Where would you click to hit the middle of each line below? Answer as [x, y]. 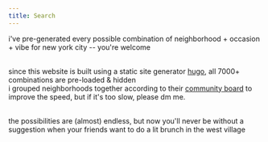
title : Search [32, 16]
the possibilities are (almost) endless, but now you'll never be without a [126, 120]
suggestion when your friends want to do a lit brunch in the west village [127, 129]
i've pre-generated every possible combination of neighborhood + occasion [134, 39]
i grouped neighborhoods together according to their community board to [130, 88]
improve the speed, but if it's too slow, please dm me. [97, 96]
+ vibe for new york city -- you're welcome [80, 47]
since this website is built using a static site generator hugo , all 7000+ [124, 71]
